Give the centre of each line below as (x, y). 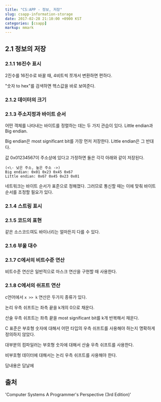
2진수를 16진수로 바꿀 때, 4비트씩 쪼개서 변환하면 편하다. (59, 75)
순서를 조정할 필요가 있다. (29, 192)
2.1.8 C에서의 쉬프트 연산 (33, 285)
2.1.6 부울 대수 (21, 246)
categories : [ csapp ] (26, 23)
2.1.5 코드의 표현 (23, 220)
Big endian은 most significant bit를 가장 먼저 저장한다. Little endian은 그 (75, 141)
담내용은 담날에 (20, 365)
